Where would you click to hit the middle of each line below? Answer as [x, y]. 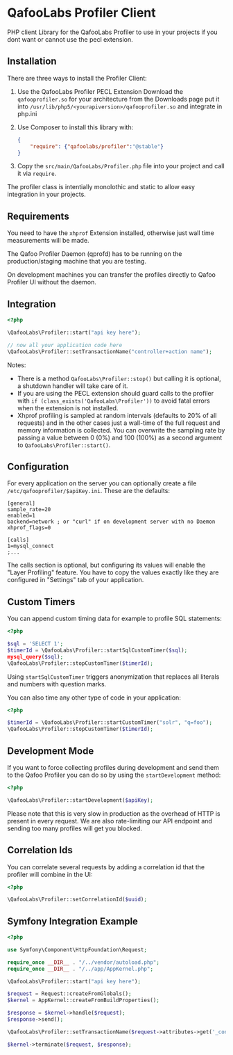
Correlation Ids [40, 850]
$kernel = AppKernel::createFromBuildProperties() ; [83, 1000]
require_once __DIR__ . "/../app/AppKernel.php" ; [80, 969]
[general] [21, 504]
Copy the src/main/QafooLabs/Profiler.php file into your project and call [121, 166]
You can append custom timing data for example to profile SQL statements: [114, 619]
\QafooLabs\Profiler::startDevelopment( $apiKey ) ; [80, 800]
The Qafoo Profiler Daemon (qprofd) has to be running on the [95, 254]
